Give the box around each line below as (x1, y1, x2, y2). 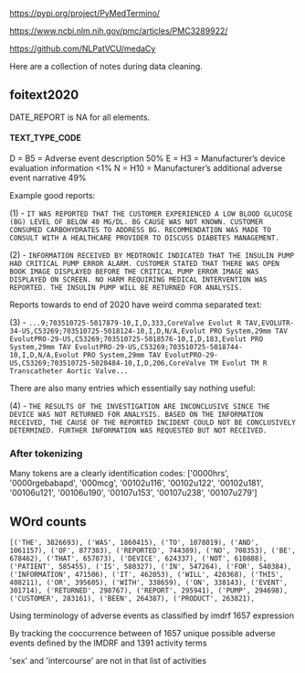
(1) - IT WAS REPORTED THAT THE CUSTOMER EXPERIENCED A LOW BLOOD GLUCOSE (9, 208, 293, 219)
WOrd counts (9, 514, 87, 529)
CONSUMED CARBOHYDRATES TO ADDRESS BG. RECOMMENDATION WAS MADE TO (9, 226, 272, 235)
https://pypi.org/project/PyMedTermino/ (9, 8, 161, 18)
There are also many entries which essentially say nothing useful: (9, 383, 256, 394)
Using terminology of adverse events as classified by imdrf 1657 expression (9, 610, 295, 621)
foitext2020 (9, 87, 79, 103)
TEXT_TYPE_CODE (9, 133, 82, 144)
